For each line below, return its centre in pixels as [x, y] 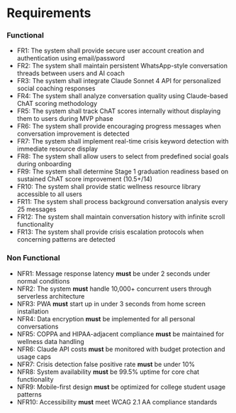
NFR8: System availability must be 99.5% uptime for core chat [108, 372]
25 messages [36, 209]
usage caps [34, 356]
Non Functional [34, 258]
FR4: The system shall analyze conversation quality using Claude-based [122, 96]
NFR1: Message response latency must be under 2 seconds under [113, 273]
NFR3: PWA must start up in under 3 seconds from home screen [111, 304]
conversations [38, 326]
